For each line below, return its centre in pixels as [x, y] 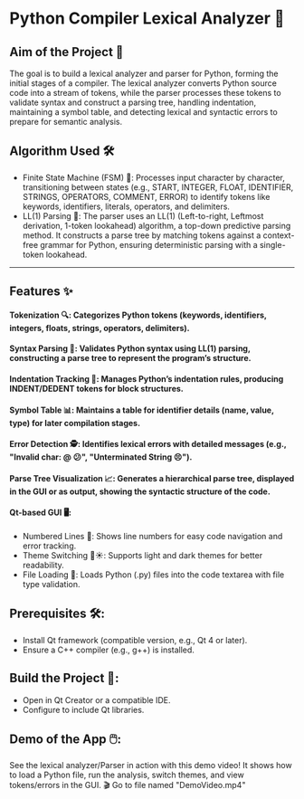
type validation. [51, 584]
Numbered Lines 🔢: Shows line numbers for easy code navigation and [152, 536]
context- [279, 235]
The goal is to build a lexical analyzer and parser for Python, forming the [144, 73]
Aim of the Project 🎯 [66, 52]
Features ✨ [41, 292]
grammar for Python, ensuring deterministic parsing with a [149, 244]
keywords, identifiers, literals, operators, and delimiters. [126, 206]
